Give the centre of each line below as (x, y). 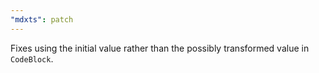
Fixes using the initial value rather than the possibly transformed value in (160, 48)
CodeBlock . (32, 58)
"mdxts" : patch (42, 19)
